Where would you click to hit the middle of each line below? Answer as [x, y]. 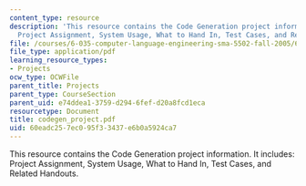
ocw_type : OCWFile [44, 77]
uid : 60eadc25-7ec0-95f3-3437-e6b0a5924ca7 [93, 129]
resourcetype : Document [55, 111]
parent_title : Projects [55, 86]
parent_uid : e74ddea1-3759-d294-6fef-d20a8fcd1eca [107, 103]
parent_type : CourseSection [63, 94]
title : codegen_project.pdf [63, 119]
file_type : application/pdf [63, 52]
